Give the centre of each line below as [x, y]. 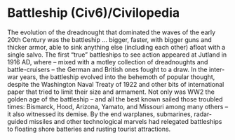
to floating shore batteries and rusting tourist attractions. [89, 129]
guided [18, 121]
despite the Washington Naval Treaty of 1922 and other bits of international [116, 84]
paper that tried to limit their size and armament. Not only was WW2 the [111, 92]
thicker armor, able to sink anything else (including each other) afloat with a [116, 47]
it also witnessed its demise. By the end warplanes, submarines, [100, 114]
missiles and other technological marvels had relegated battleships [126, 121]
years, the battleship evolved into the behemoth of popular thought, [117, 77]
